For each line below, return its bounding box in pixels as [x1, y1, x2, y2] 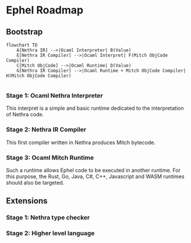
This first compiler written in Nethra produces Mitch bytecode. [6, 138, 156, 146]
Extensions [6, 196, 48, 206]
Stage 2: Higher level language [6, 229, 95, 237]
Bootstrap [6, 27, 43, 37]
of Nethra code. [6, 111, 44, 118]
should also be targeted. [6, 179, 65, 186]
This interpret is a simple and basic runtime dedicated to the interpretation [6, 105, 185, 112]
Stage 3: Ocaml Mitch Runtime [6, 153, 94, 161]
